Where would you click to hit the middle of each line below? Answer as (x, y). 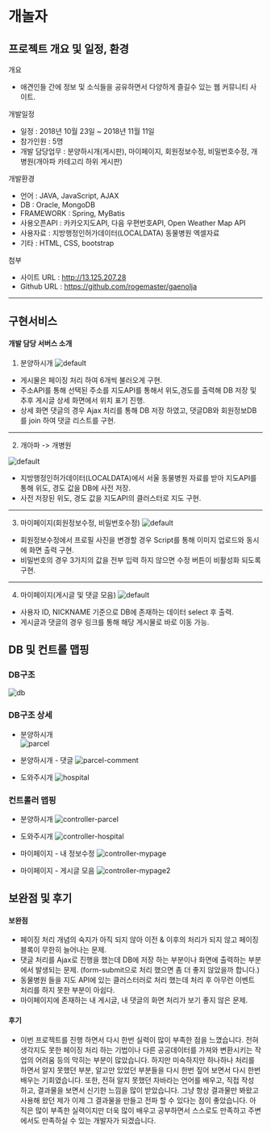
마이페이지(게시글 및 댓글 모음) (68, 594)
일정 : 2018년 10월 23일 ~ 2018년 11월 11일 (87, 131)
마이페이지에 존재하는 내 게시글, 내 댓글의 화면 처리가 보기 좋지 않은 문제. (134, 1000)
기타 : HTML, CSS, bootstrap (67, 243)
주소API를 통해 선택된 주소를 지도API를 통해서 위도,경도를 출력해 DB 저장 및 (138, 390)
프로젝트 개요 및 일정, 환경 (69, 49)
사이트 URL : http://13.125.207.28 (73, 277)
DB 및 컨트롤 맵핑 (49, 650)
